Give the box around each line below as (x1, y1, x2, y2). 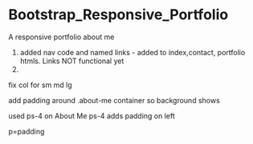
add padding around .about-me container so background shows (8, 95, 221, 105)
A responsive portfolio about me (8, 32, 115, 42)
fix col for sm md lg (8, 80, 72, 90)
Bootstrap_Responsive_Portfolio (8, 6, 229, 24)
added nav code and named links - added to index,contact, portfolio (19, 47, 246, 57)
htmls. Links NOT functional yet (19, 56, 124, 66)
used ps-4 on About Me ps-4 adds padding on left (8, 110, 175, 121)
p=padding (8, 126, 45, 136)
